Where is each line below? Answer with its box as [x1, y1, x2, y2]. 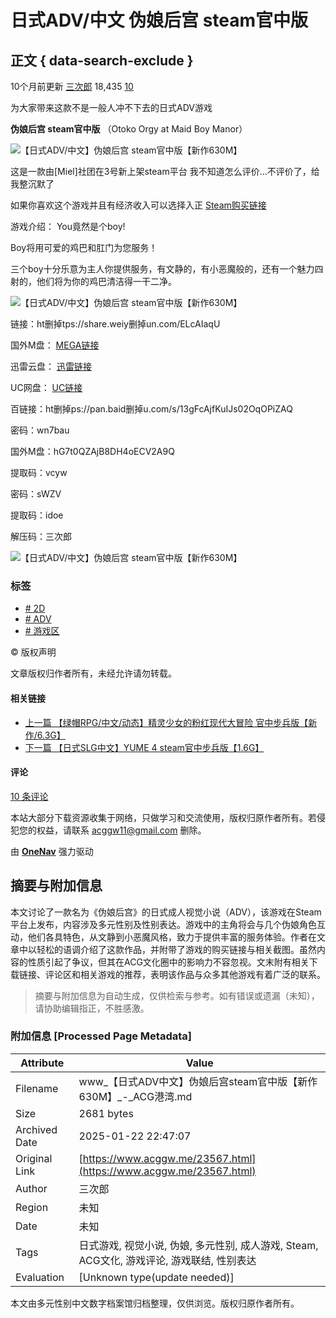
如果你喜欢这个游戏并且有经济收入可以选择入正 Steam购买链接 [10, 199, 267, 211]
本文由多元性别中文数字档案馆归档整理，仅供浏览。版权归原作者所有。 [10, 1297, 300, 1309]
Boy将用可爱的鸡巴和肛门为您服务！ [10, 242, 158, 253]
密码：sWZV [10, 488, 62, 500]
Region [15, 1200, 49, 1214]
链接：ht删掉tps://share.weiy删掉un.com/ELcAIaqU [10, 318, 221, 330]
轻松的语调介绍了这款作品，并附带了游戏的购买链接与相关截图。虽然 [36, 943, 317, 955]
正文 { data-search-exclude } [10, 52, 194, 69]
